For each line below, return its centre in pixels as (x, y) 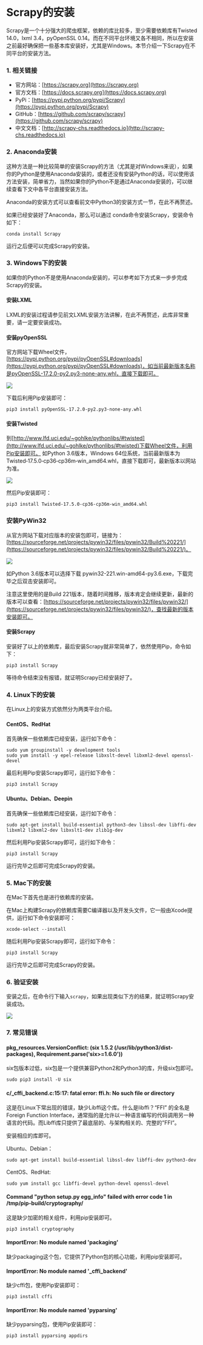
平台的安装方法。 (33, 53)
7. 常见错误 (22, 1033)
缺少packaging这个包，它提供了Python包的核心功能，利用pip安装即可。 (96, 1256)
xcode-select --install (36, 929)
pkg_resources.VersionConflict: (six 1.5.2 (60, 1047)
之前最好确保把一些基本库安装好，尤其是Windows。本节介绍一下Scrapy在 (98, 46)
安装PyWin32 (26, 521)
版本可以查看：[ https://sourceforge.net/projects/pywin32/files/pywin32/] (98, 601)
